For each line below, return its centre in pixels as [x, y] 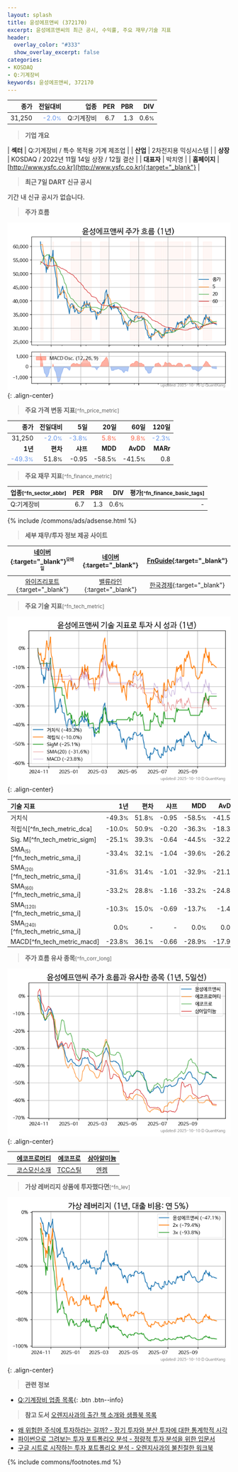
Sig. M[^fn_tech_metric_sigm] [53, 839]
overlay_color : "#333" [47, 45]
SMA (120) [23, 905]
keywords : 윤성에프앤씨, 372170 [51, 82]
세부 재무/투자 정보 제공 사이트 [66, 535]
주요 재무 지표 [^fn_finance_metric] [68, 475]
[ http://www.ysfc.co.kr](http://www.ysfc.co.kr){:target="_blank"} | [104, 167]
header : [19, 38]
